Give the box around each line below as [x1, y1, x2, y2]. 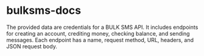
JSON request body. [6, 43, 58, 50]
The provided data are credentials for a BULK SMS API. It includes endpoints [6, 23, 199, 31]
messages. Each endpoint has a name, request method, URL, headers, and [6, 36, 194, 43]
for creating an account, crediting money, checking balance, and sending [6, 30, 190, 37]
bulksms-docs [6, 4, 81, 17]
